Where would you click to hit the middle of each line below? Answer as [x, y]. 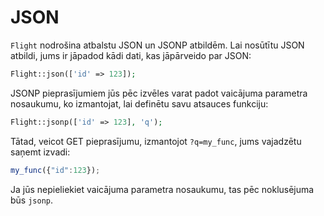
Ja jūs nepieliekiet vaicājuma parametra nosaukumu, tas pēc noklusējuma [162, 189]
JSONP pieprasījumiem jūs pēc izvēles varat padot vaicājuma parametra [159, 93]
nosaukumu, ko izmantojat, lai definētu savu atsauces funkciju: [139, 103]
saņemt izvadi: [40, 152]
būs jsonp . [32, 200]
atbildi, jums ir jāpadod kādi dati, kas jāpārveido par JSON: [131, 55]
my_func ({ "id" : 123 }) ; [55, 170]
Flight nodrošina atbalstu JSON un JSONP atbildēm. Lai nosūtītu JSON [157, 45]
